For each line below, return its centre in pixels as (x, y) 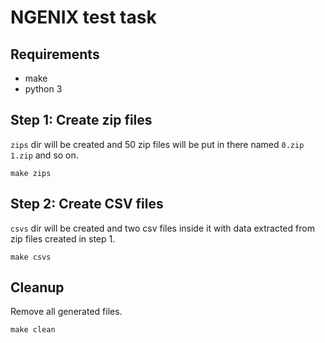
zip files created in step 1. (63, 238)
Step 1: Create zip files (81, 120)
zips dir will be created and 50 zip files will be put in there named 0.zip (157, 144)
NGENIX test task (83, 17)
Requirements (55, 54)
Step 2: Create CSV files (87, 204)
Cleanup (37, 287)
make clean (33, 330)
